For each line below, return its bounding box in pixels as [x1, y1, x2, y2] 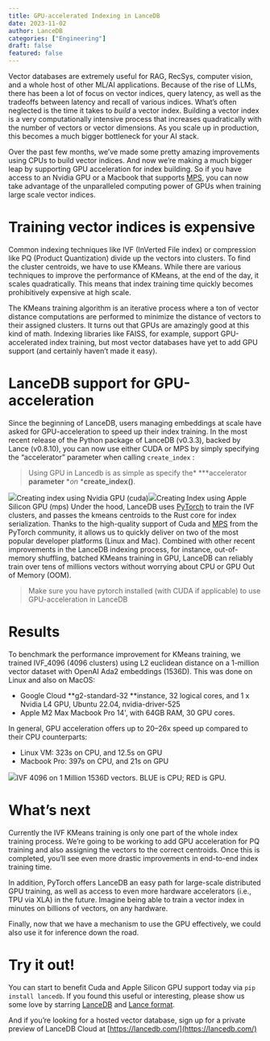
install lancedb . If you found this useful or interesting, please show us [8, 991, 245, 1001]
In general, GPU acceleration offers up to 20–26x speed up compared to [8, 723, 248, 733]
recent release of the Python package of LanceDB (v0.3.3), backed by [8, 435, 241, 444]
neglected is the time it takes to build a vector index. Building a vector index [8, 106, 260, 115]
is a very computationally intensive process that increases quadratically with [8, 115, 262, 123]
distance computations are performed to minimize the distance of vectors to [8, 311, 262, 321]
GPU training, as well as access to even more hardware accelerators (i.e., [8, 886, 252, 896]
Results [8, 623, 60, 641]
